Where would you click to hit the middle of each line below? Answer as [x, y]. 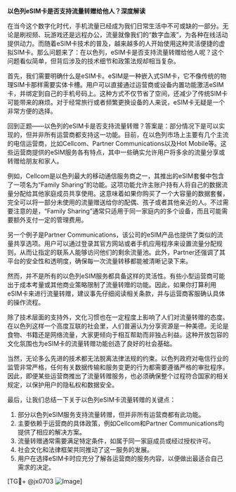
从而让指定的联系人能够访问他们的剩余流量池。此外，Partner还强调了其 [123, 252]
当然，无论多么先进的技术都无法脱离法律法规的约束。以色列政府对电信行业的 [118, 358]
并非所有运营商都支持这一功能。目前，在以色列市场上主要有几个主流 [130, 135]
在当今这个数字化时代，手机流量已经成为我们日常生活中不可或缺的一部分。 [115, 26]
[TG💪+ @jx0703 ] [45, 481]
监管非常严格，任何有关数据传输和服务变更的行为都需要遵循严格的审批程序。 [118, 367]
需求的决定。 [36, 467]
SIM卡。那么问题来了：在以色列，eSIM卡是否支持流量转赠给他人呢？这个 [118, 52]
